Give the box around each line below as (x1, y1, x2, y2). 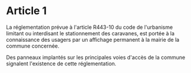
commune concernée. (6, 42, 60, 49)
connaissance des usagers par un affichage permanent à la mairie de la (6, 36, 180, 43)
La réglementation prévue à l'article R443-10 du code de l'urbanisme (6, 24, 173, 31)
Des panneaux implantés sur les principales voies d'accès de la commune (6, 54, 186, 61)
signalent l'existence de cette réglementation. (6, 60, 116, 67)
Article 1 (6, 4, 47, 18)
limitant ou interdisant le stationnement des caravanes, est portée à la (6, 29, 175, 36)
